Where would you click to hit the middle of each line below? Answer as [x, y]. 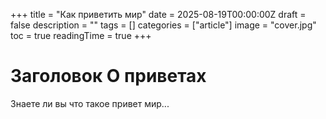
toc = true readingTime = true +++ [81, 35]
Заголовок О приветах [108, 76]
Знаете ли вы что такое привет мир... [90, 103]
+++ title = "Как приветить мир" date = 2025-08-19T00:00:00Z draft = [158, 14]
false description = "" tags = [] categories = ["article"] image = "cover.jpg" [163, 25]
